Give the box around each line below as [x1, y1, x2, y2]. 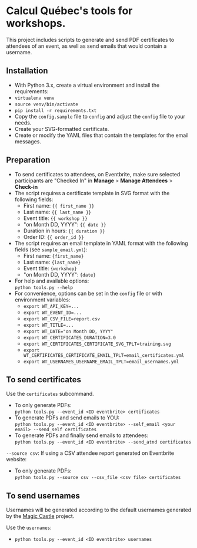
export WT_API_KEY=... [23, 303, 79, 309]
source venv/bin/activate [14, 101, 78, 107]
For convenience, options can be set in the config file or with [14, 290, 163, 297]
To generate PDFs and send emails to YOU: [14, 414, 119, 421]
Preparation [6, 155, 51, 165]
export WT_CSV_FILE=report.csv [23, 316, 101, 322]
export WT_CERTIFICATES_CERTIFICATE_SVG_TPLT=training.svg [23, 341, 172, 347]
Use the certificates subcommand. [6, 391, 94, 398]
